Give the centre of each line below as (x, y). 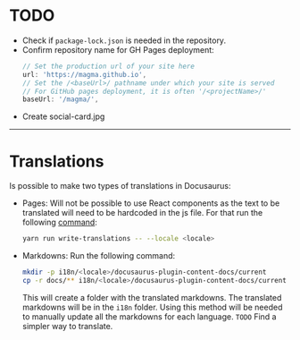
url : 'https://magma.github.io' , (84, 74)
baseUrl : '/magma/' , (60, 99)
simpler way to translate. (67, 326)
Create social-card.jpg (63, 116)
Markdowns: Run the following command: (99, 256)
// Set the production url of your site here (108, 66)
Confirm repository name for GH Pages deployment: (118, 49)
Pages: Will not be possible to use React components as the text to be (151, 203)
